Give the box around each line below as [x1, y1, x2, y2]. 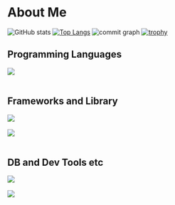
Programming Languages [7, 48, 122, 61]
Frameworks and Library [7, 95, 119, 107]
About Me [7, 4, 67, 21]
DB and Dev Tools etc [7, 156, 104, 168]
